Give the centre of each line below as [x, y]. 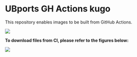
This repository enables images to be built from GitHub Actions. [69, 22]
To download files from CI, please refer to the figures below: [67, 40]
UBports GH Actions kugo [58, 9]
